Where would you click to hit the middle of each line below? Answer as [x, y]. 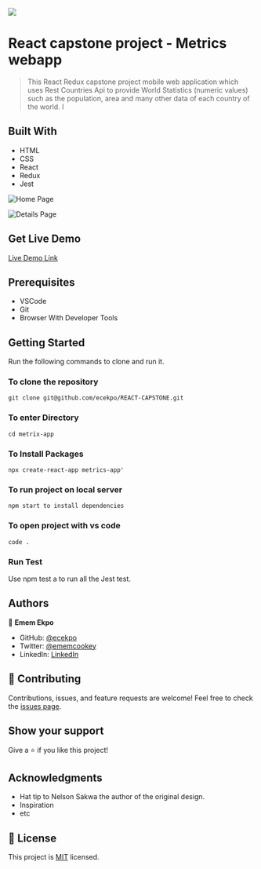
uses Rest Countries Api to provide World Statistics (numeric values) [138, 89]
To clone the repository [53, 382]
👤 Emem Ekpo [31, 622]
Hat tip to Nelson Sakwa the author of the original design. [112, 797]
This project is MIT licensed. [54, 857]
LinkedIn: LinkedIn [49, 654]
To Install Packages [46, 454]
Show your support [56, 730]
